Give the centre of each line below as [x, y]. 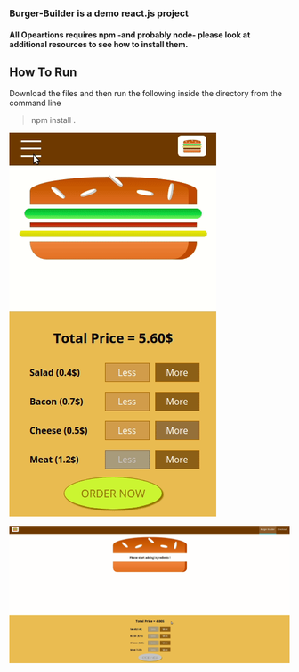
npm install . [53, 120]
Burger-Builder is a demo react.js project [99, 13]
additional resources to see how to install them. [99, 44]
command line [35, 103]
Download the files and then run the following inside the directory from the [146, 94]
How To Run [43, 72]
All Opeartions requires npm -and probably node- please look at [130, 35]
